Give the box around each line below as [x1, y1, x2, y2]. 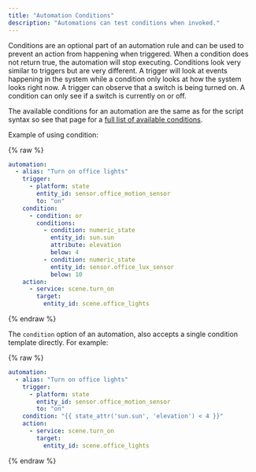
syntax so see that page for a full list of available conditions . [8, 114, 203, 124]
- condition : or [28, 212, 83, 219]
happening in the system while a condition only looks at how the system [8, 74, 242, 84]
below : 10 [50, 270, 83, 279]
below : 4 [50, 249, 80, 257]
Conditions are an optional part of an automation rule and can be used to [8, 40, 244, 50]
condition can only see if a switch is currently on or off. [8, 91, 187, 100]
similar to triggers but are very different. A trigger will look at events [8, 66, 228, 75]
